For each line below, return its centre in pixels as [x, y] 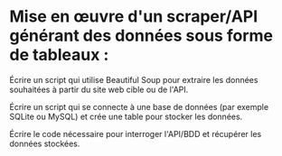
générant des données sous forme [141, 36]
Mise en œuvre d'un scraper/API [134, 17]
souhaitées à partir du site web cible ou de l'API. [99, 89]
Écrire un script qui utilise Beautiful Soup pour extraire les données [134, 79]
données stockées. [45, 143]
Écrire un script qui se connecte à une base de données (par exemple [139, 106]
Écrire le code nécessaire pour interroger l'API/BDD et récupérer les [136, 133]
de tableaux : [59, 55]
